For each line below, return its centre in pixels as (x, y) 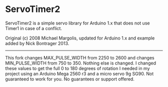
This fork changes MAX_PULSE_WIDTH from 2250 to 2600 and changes (80, 57)
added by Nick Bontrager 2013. (37, 43)
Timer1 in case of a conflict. (34, 28)
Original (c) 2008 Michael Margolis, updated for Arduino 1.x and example (80, 38)
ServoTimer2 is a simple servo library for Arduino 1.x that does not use (77, 23)
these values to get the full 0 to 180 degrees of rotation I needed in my (77, 68)
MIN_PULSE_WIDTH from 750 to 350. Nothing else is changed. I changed (81, 63)
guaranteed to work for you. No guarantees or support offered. (70, 79)
